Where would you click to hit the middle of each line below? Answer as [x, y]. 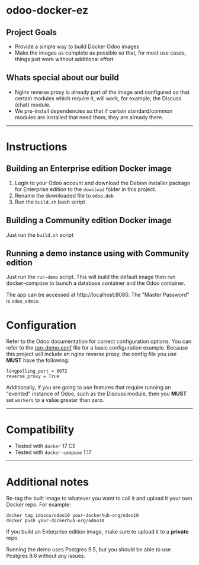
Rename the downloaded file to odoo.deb [64, 195]
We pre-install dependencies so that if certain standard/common [94, 111]
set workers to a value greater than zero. [55, 400]
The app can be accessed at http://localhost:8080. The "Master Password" [98, 295]
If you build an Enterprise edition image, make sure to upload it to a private [97, 532]
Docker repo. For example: [38, 504]
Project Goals [32, 32]
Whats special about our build [63, 78]
